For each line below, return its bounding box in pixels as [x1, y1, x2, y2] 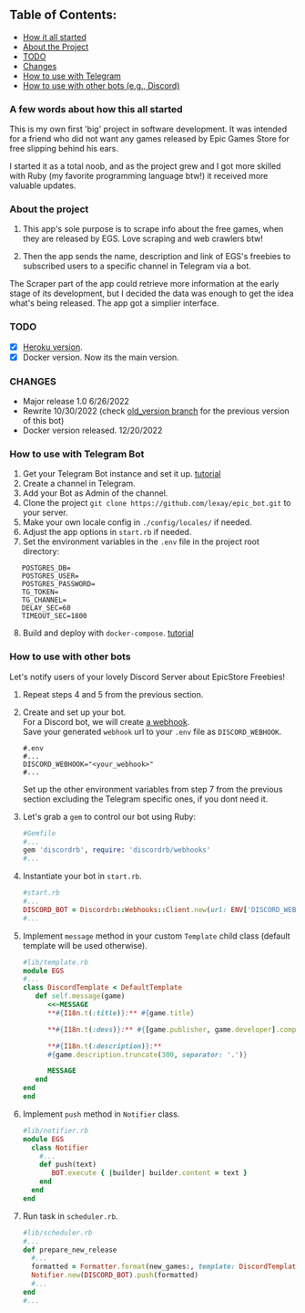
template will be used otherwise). [22, 940, 147, 951]
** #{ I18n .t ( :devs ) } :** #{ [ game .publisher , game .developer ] [46, 1024, 276, 1035]
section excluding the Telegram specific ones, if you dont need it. [22, 793, 269, 804]
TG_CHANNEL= [21, 595, 67, 605]
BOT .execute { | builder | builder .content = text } [51, 1169, 248, 1178]
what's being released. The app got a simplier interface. [9, 298, 219, 309]
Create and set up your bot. [22, 707, 127, 718]
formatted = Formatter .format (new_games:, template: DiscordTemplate [31, 1262, 300, 1272]
